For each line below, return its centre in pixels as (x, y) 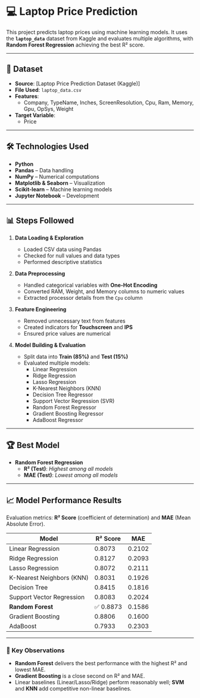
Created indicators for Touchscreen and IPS (78, 327)
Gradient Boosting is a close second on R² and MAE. (80, 676)
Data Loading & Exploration (49, 238)
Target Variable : (35, 115)
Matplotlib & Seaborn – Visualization (60, 183)
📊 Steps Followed (40, 220)
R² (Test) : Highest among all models (68, 469)
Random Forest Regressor (65, 407)
